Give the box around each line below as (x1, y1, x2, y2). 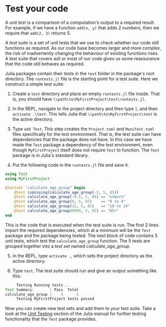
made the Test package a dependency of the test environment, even (12, 141, 153, 147)
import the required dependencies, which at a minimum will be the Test (5, 227, 151, 233)
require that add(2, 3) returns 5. (5, 30, 71, 36)
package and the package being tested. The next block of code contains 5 (5, 232, 158, 238)
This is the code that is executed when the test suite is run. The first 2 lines (5, 222, 159, 228)
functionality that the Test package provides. (5, 316, 97, 322)
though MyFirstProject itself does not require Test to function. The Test (12, 147, 160, 153)
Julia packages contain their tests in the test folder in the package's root (5, 70, 155, 76)
